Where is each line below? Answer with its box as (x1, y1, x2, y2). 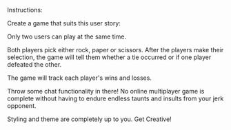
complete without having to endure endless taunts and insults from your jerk (7, 94, 224, 102)
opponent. (7, 102, 37, 109)
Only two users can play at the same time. (7, 32, 127, 41)
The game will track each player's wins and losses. (7, 74, 152, 82)
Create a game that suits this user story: (7, 19, 121, 27)
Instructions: (7, 6, 43, 14)
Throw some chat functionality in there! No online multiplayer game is (7, 87, 205, 95)
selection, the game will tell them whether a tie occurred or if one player (7, 53, 212, 61)
